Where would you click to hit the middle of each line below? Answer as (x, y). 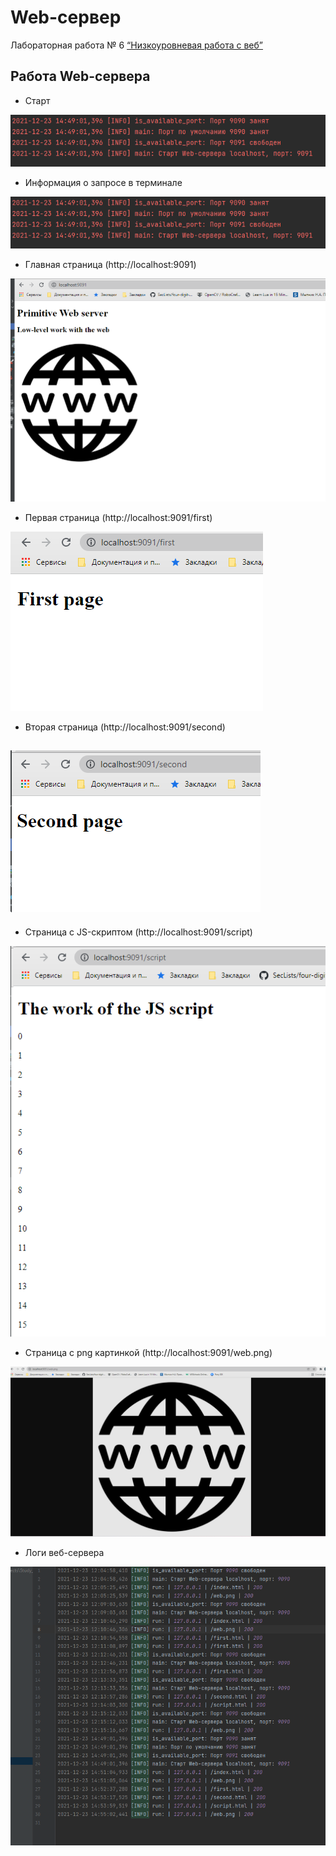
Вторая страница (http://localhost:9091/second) (125, 727)
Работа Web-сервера (80, 76)
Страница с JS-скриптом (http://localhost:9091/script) (138, 932)
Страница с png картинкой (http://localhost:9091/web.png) (148, 1353)
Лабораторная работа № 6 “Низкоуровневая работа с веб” (136, 45)
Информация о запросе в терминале (103, 182)
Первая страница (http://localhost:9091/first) (118, 518)
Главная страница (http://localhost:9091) (110, 264)
